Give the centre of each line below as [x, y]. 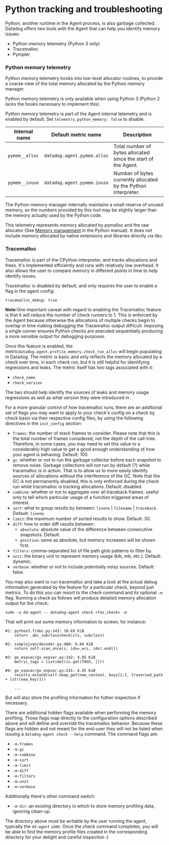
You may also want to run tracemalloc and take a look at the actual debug [81, 581]
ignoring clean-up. [32, 811]
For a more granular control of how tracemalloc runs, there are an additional [84, 407]
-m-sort [20, 760]
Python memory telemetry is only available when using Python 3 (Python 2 [82, 99]
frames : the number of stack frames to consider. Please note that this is [86, 433]
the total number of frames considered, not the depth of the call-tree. [84, 438]
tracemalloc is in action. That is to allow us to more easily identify [80, 470]
